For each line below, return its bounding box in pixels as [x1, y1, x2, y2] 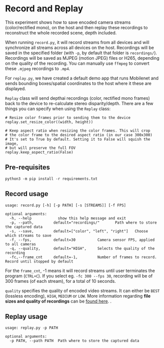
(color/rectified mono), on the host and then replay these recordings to [5, 24, 148, 30]
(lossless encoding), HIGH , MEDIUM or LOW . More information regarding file [5, 293, 151, 299]
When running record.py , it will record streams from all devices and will [5, 39, 150, 45]
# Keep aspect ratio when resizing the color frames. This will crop [5, 128, 151, 133]
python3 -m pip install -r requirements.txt [5, 176, 98, 181]
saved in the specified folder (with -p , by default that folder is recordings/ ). [5, 50, 157, 56]
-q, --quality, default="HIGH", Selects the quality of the [9, 246, 155, 251]
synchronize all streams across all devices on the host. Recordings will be [5, 44, 154, 50]
